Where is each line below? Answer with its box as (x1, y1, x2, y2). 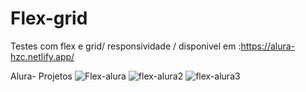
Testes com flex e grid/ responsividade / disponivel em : (10, 40, 242, 52)
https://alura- (240, 40, 296, 52)
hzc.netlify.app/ (10, 50, 75, 62)
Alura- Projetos (10, 70, 73, 82)
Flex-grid (10, 7, 88, 30)
